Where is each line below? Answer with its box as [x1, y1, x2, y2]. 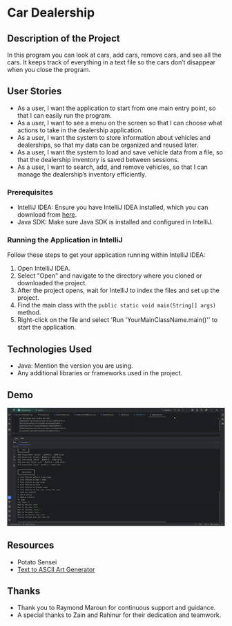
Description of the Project [7, 33, 120, 44]
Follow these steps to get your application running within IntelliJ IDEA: [7, 251, 206, 259]
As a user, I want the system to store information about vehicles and [17, 133, 211, 141]
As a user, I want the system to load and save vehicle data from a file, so [17, 147, 223, 156]
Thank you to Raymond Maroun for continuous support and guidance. [17, 604, 216, 612]
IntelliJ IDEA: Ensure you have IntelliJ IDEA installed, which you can [17, 203, 209, 212]
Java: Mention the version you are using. [17, 361, 133, 370]
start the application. [17, 323, 77, 332]
